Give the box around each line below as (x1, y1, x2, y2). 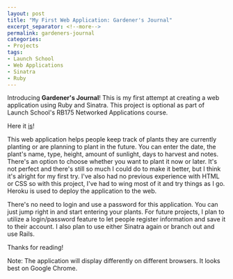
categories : (7, 36, 42, 43)
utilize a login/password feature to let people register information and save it (7, 215, 226, 223)
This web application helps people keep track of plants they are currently (7, 135, 217, 144)
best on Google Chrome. (7, 264, 78, 273)
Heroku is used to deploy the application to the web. (7, 187, 157, 195)
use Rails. (7, 230, 35, 238)
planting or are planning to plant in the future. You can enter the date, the (7, 143, 216, 151)
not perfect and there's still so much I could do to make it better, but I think (7, 164, 221, 174)
